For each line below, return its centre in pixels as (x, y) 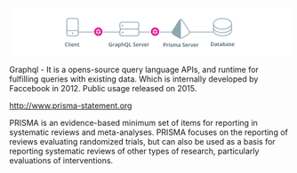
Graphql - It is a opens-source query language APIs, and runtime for (134, 70)
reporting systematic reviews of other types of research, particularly (134, 151)
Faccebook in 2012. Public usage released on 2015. (103, 88)
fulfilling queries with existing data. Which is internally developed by (134, 79)
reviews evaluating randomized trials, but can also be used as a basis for (142, 142)
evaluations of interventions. (61, 161)
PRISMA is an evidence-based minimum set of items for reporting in (133, 123)
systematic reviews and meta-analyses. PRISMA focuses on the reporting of (149, 132)
